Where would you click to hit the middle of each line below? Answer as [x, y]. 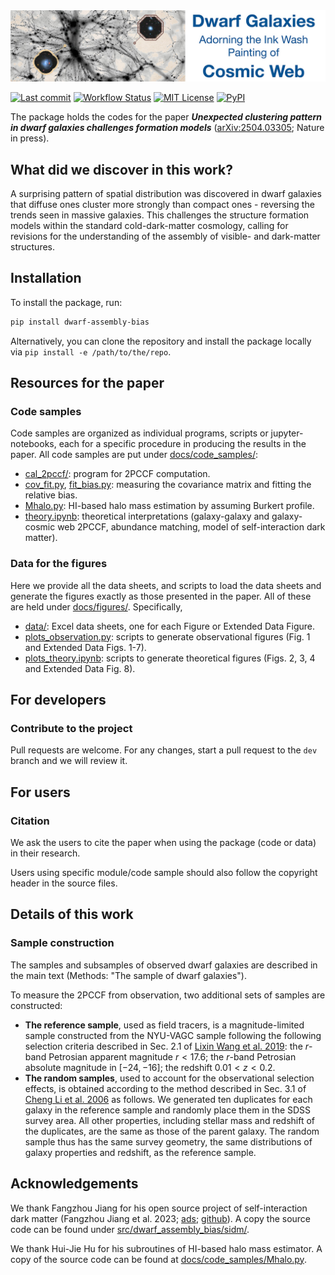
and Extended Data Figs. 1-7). [85, 647]
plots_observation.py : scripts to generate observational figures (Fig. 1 [167, 636]
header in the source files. [64, 883]
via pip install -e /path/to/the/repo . [91, 351]
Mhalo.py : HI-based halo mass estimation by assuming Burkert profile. [169, 506]
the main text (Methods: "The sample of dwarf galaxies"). [128, 975]
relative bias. [51, 495]
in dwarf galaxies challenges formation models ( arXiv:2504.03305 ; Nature [167, 128]
